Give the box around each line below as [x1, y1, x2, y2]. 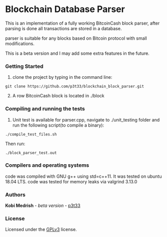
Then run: [5, 141, 25, 147]
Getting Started [5, 63, 43, 70]
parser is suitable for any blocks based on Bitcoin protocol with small [5, 35, 147, 41]
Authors [5, 191, 26, 198]
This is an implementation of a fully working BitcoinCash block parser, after [5, 20, 160, 26]
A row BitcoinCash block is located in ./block [12, 93, 105, 99]
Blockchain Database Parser [5, 4, 125, 15]
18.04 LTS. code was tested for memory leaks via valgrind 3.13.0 [5, 178, 137, 184]
